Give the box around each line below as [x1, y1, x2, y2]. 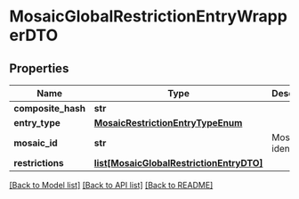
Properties [9, 61, 69, 76]
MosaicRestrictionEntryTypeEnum [93, 117, 243, 129]
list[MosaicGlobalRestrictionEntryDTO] [93, 157, 263, 169]
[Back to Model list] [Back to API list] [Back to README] [9, 180, 214, 190]
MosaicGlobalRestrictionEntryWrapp [9, 6, 287, 27]
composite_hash [13, 103, 86, 114]
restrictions [13, 157, 64, 169]
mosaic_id [13, 137, 58, 149]
